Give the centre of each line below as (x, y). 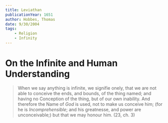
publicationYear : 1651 (29, 15)
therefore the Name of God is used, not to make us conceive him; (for (90, 104)
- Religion (26, 33)
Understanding (37, 74)
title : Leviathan (24, 10)
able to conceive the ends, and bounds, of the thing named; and (85, 93)
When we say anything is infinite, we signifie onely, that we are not (87, 88)
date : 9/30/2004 (22, 24)
